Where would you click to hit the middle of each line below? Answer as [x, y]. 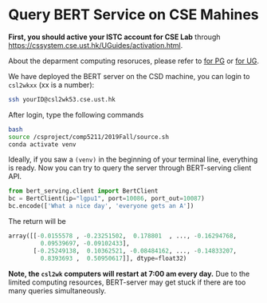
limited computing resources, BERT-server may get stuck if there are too [127, 282]
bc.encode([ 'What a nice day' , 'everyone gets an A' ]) [101, 206]
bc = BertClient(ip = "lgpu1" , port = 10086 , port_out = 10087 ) [106, 199]
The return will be [37, 221]
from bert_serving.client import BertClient [83, 191]
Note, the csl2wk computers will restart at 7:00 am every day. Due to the [129, 273]
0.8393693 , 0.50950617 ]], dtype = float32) [114, 258]
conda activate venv [43, 144]
